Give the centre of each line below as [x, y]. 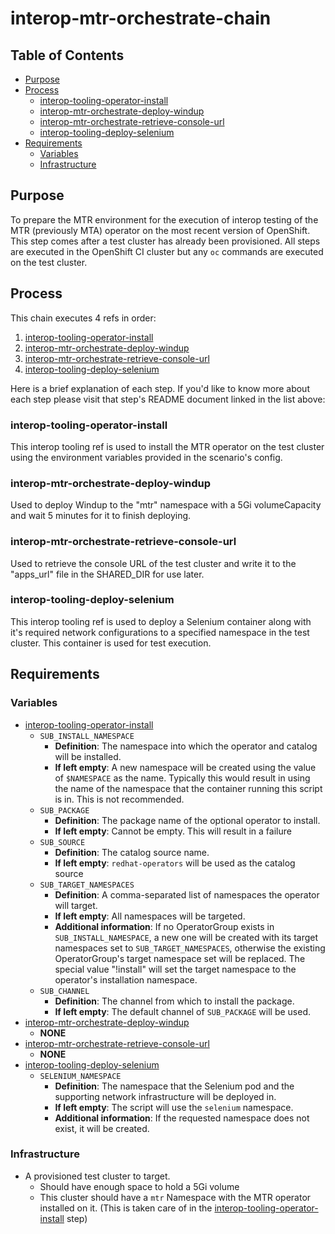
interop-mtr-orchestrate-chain [141, 18]
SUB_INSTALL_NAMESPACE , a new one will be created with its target [186, 937]
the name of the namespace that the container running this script [188, 788]
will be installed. [88, 756]
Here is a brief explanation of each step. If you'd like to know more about [160, 388]
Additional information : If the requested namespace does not [182, 1118]
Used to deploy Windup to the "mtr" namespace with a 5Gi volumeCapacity [166, 505]
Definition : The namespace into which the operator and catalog [186, 746]
